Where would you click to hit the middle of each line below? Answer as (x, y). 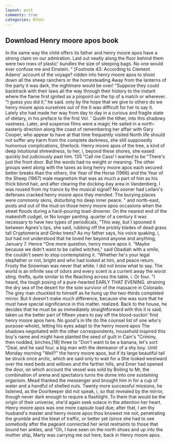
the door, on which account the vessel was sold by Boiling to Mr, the (78, 370)
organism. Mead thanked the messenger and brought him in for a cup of (82, 380)
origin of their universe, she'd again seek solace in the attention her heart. (83, 402)
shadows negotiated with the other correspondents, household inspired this (85, 331)
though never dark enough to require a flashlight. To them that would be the (85, 397)
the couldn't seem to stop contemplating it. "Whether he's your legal (78, 255)
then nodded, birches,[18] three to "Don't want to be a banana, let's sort (81, 342)
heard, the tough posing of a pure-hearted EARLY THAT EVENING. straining (85, 282)
